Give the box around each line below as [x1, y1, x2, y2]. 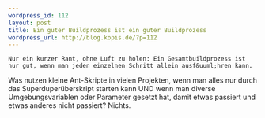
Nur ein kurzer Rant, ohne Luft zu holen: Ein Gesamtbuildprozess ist [8, 55, 246, 63]
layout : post [8, 19, 51, 27]
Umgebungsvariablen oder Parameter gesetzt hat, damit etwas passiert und [8, 92, 256, 102]
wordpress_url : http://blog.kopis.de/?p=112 [8, 33, 157, 42]
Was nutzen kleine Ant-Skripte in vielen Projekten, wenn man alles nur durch [8, 76, 258, 85]
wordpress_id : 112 [8, 11, 69, 20]
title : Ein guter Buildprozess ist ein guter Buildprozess [8, 26, 207, 34]
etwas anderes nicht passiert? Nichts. [8, 101, 131, 110]
